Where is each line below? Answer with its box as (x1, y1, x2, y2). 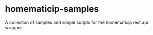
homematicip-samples (5, 3, 99, 15)
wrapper (5, 24, 22, 30)
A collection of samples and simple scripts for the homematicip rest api (5, 19, 148, 25)
